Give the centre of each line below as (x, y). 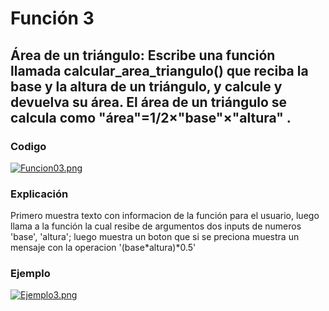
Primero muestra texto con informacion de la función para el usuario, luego (165, 216)
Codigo (28, 146)
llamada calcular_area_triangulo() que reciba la (159, 70)
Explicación (39, 194)
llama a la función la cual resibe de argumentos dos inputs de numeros (156, 226)
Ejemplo (30, 274)
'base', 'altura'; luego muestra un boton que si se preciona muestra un (155, 237)
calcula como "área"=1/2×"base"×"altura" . (151, 117)
